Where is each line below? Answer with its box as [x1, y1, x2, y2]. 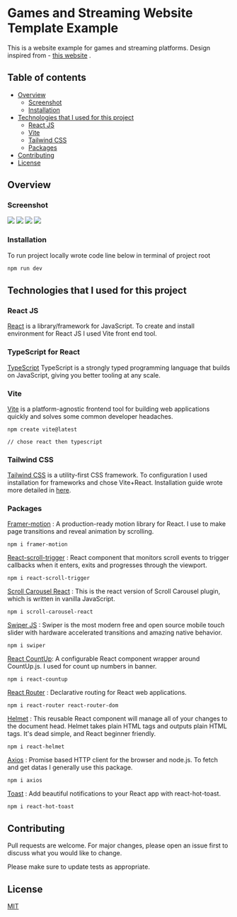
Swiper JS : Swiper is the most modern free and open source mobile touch [7, 621, 225, 630]
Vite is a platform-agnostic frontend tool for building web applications [7, 405, 210, 413]
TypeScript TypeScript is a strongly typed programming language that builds [7, 363, 231, 372]
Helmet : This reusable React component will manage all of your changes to [7, 715, 228, 723]
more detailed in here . [7, 486, 71, 495]
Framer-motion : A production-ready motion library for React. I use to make [7, 520, 226, 528]
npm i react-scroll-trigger [7, 575, 91, 582]
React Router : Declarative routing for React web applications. [7, 688, 187, 697]
